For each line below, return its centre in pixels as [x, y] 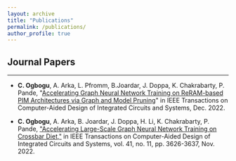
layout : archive [31, 14]
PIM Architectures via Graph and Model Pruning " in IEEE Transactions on [123, 101]
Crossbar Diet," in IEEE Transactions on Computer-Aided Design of [114, 136]
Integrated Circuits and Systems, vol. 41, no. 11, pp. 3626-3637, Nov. [116, 144]
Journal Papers [41, 62]
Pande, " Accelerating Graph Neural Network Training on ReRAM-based [120, 93]
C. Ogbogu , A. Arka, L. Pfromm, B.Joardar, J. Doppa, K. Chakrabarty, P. [121, 86]
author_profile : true [39, 33]
